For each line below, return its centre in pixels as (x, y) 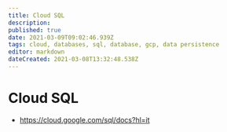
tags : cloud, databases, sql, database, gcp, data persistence (114, 45)
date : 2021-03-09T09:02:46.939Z (61, 37)
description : (29, 23)
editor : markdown (37, 52)
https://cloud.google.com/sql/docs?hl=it (85, 119)
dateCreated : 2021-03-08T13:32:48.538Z (73, 60)
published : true (35, 30)
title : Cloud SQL (37, 15)
